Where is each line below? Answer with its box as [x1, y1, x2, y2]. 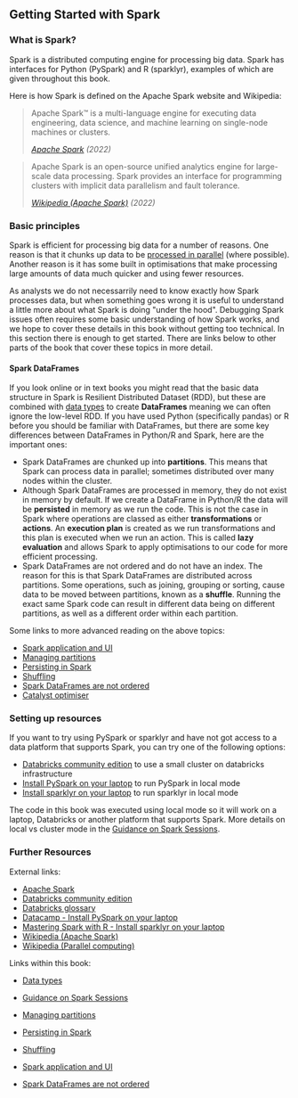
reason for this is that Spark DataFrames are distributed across [21, 570, 253, 581]
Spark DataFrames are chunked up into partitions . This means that [21, 456, 269, 467]
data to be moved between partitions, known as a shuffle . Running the [21, 589, 281, 600]
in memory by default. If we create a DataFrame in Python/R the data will [21, 495, 289, 505]
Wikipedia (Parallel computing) [21, 940, 135, 951]
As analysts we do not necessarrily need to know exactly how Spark [9, 285, 260, 296]
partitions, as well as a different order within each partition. [21, 608, 238, 619]
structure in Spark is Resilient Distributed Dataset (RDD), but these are [9, 392, 267, 403]
